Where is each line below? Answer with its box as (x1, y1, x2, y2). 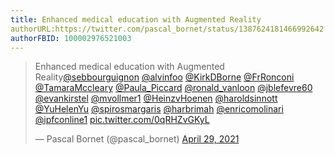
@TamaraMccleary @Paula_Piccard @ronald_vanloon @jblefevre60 (34, 82, 313, 94)
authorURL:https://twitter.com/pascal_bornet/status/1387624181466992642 (10, 24, 325, 34)
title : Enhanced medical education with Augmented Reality (10, 14, 262, 25)
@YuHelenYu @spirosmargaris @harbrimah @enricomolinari (34, 103, 284, 115)
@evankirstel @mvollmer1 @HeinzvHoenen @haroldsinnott (34, 92, 278, 105)
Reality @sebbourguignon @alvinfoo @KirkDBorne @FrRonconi (34, 71, 295, 83)
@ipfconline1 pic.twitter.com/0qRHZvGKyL (34, 114, 210, 126)
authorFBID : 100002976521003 (10, 33, 132, 43)
